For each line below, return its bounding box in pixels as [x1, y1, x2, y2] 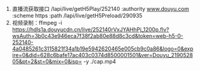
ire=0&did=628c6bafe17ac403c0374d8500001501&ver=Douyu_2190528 [12, 52, 193, 58]
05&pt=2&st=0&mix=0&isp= [12, 58, 82, 65]
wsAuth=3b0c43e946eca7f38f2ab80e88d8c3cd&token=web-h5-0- [12, 32, 184, 39]
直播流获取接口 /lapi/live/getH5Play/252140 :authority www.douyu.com [12, 5, 189, 12]
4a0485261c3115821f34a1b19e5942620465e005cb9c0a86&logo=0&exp [12, 45, 194, 52]
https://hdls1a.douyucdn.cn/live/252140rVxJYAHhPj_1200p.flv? [12, 26, 170, 33]
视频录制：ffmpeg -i [12, 19, 62, 26]
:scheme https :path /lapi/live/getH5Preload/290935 [12, 12, 142, 19]
